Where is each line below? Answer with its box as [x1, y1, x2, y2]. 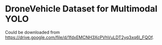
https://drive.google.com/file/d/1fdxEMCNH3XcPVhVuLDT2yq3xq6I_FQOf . [5, 34, 154, 40]
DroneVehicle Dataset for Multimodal [5, 3, 158, 14]
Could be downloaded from [5, 29, 60, 35]
